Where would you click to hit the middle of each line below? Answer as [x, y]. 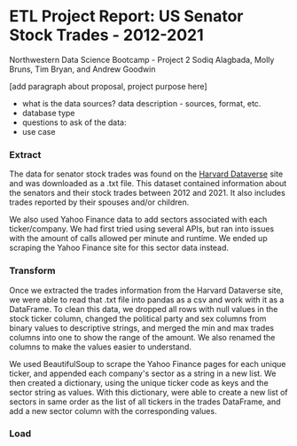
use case [39, 131]
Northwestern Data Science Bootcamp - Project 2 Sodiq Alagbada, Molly [142, 59]
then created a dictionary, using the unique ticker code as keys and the [139, 382]
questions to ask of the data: [74, 122]
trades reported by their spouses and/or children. [99, 202]
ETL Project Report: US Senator [126, 16]
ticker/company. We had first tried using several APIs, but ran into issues [142, 229]
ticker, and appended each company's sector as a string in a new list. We [143, 373]
